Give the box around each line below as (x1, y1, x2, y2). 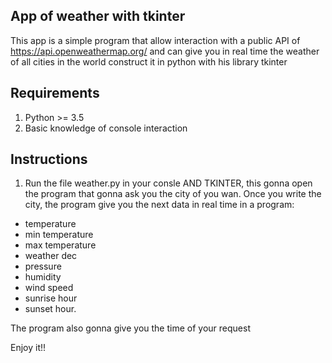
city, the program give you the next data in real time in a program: (24, 199, 295, 211)
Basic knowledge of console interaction (24, 122, 188, 134)
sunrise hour (24, 292, 78, 304)
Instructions (10, 151, 88, 168)
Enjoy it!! (10, 342, 47, 354)
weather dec (24, 250, 78, 262)
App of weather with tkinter (10, 8, 186, 25)
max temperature (24, 239, 97, 251)
